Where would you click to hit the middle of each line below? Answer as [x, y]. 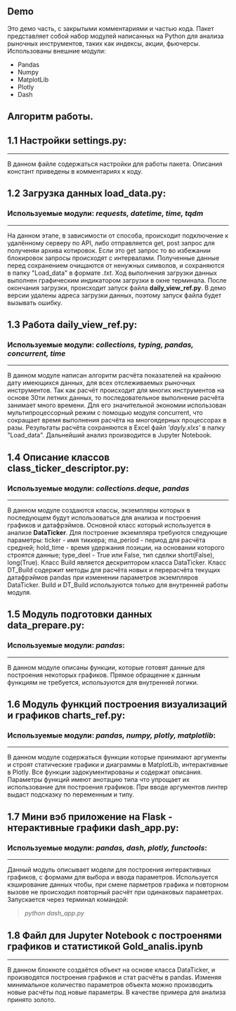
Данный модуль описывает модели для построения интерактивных [109, 870]
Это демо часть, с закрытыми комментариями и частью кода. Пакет [111, 28]
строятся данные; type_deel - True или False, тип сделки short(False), [111, 555]
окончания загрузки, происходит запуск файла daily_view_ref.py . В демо [117, 288]
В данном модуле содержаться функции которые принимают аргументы [117, 757]
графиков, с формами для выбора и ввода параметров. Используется [113, 877]
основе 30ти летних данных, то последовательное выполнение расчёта [116, 398]
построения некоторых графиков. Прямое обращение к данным [104, 675]
